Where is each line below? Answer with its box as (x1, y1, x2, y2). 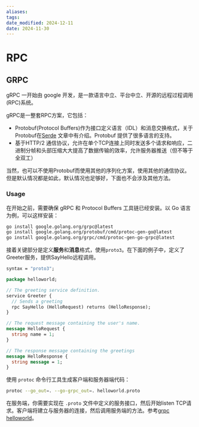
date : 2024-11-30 (6, 25, 50, 32)
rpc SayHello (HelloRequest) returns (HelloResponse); (11, 304, 151, 310)
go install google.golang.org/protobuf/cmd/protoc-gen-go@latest (6, 229, 172, 235)
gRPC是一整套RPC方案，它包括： (6, 112, 88, 119)
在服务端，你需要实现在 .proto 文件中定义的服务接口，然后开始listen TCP (6, 399, 186, 407)
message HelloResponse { (6, 353, 68, 359)
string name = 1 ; (11, 331, 55, 338)
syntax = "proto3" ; (6, 266, 55, 272)
